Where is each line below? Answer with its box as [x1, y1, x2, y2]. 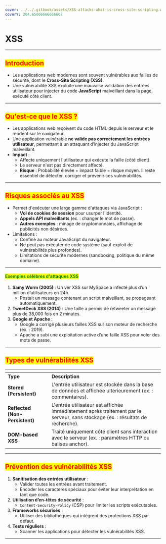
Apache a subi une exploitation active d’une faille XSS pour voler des [19, 332, 160, 338]
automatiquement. [19, 300, 57, 306]
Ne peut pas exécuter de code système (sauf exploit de [19, 241, 133, 248]
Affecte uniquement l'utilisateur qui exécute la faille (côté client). [19, 157, 151, 163]
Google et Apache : [12, 316, 53, 322]
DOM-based [7, 431, 38, 438]
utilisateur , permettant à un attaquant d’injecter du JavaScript [12, 141, 139, 147]
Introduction [5, 59, 44, 67]
